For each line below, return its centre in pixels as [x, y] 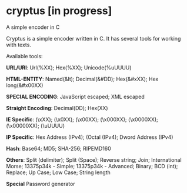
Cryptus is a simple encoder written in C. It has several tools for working [93, 38]
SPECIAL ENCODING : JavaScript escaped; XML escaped [76, 96]
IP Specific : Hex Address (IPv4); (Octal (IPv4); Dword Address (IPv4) [90, 137]
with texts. [19, 45]
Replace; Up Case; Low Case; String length [58, 172]
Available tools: [24, 56]
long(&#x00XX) [25, 85]
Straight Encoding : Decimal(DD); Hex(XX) [57, 108]
